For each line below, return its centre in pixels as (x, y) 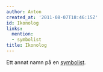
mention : (23, 34)
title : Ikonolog (27, 46)
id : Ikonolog (23, 23)
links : (14, 28)
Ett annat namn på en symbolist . (46, 62)
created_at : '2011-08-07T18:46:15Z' (52, 17)
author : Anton (24, 12)
